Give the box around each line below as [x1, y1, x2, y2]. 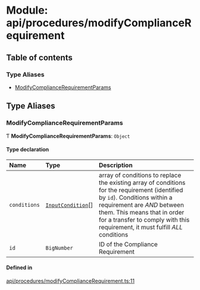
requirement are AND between [98, 200, 185, 209]
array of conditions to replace [98, 171, 182, 179]
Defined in [6, 264, 33, 271]
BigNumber [45, 244, 73, 251]
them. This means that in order [98, 208, 185, 216]
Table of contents [6, 52, 73, 62]
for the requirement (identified [98, 185, 183, 194]
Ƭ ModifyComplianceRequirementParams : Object [6, 132, 130, 140]
